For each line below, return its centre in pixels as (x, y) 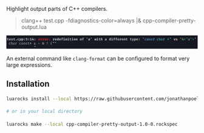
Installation (28, 84)
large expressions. (29, 65)
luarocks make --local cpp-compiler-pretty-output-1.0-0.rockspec (92, 124)
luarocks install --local (39, 99)
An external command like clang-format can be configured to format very (98, 58)
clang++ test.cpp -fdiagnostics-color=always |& (81, 20)
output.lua (34, 27)
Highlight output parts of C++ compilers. (57, 9)
